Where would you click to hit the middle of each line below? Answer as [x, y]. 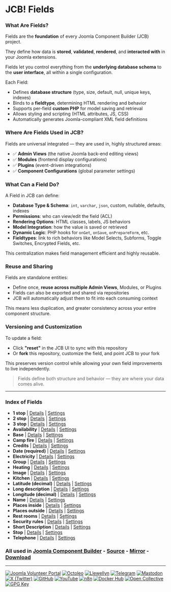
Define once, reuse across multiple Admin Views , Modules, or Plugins [87, 287]
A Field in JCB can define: [33, 195]
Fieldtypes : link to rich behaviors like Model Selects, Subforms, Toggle [87, 238]
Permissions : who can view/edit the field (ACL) [62, 216]
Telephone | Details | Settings [44, 537]
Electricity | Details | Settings [44, 456]
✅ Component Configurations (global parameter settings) [74, 171]
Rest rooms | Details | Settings [45, 516]
